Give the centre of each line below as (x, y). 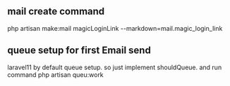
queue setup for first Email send (79, 51)
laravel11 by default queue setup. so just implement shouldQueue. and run (115, 67)
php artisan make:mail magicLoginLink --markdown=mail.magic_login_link (115, 28)
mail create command (56, 12)
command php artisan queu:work (55, 74)
